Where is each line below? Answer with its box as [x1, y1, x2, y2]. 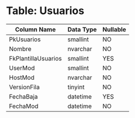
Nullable [102, 25, 126, 33]
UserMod [9, 63, 35, 72]
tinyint [67, 83, 85, 91]
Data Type [67, 25, 97, 33]
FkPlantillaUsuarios [9, 54, 62, 62]
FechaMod [9, 102, 39, 110]
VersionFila [9, 83, 40, 91]
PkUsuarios [9, 35, 41, 43]
